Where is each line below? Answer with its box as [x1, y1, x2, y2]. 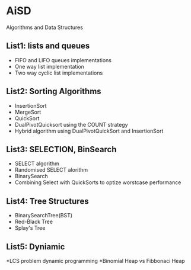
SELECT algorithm [14, 160, 59, 167]
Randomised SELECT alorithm [14, 166, 88, 173]
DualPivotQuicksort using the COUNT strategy [14, 121, 129, 128]
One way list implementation [14, 63, 85, 70]
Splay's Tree [14, 224, 46, 232]
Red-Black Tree [14, 218, 53, 226]
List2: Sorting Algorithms [6, 86, 102, 97]
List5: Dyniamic [6, 242, 65, 252]
